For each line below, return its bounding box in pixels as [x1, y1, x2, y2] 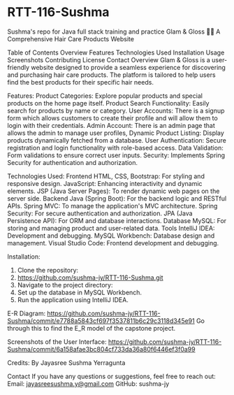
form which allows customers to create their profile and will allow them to [7, 113, 218, 122]
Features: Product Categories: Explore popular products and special [7, 92, 203, 100]
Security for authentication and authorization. [7, 158, 138, 166]
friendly [7, 63, 30, 71]
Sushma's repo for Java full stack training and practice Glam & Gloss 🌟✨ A [7, 27, 221, 36]
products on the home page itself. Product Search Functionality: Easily [7, 99, 210, 107]
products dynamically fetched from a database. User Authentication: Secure [7, 136, 227, 144]
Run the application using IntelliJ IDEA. [17, 295, 129, 304]
